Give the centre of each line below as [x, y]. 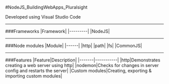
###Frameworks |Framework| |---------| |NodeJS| [58, 31]
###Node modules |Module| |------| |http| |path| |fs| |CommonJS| [74, 45]
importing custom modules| [34, 76]
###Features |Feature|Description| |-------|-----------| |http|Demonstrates [83, 60]
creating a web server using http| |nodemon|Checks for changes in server [82, 65]
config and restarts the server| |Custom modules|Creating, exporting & [78, 70]
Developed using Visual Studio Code [43, 17]
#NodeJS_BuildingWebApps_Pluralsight [47, 7]
